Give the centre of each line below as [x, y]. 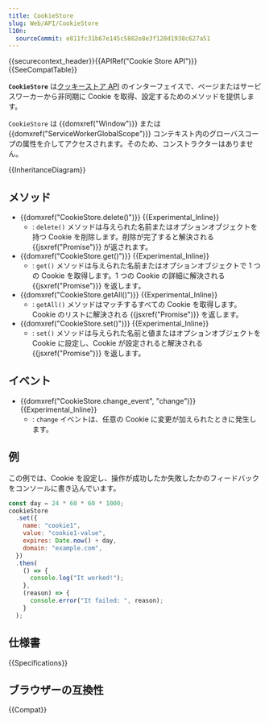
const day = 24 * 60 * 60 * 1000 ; [66, 503]
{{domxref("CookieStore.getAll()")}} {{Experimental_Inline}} [119, 295]
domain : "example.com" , [63, 548]
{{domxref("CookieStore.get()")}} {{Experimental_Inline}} [114, 256]
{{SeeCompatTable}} [43, 70]
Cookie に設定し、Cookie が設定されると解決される [117, 343]
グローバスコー [234, 134]
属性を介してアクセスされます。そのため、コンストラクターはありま [134, 144]
